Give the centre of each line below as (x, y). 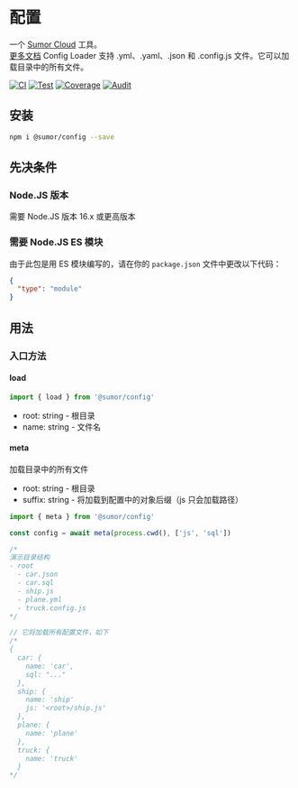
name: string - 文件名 (62, 426)
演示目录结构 (30, 558)
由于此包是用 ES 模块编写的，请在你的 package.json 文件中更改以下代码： (145, 264)
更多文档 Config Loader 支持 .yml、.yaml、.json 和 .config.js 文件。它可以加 (149, 55)
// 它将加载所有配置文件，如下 (59, 633)
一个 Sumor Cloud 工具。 (55, 44)
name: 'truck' (52, 758)
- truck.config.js (52, 608)
